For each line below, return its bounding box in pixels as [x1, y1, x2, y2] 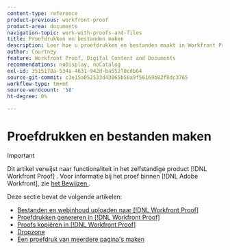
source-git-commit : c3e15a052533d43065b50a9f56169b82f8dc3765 [7, 73, 188, 81]
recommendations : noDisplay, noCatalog [7, 61, 121, 68]
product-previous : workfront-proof [7, 16, 109, 23]
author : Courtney [7, 49, 57, 56]
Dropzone [16, 227, 46, 236]
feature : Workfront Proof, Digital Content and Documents [7, 55, 176, 62]
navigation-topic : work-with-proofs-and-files [7, 29, 142, 36]
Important [7, 151, 35, 159]
